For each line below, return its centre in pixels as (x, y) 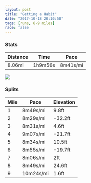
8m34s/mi (34, 142)
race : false (17, 28)
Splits (12, 89)
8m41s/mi (71, 65)
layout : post (18, 9)
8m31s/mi (34, 126)
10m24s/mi (36, 173)
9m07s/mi (34, 134)
